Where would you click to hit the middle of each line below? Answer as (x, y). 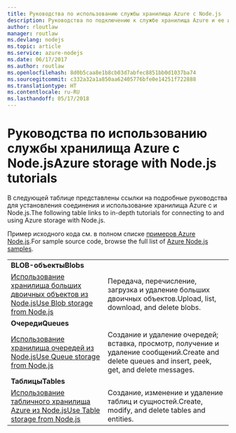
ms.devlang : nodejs (36, 40)
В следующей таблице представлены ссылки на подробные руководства (118, 198)
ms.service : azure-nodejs (45, 53)
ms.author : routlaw (36, 66)
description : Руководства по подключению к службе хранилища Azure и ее (116, 20)
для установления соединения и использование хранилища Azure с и (112, 205)
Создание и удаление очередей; (163, 335)
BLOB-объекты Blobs (47, 265)
